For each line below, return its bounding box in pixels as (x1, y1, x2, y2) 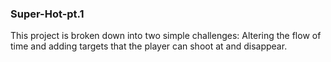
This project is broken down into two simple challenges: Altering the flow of (10, 30, 322, 42)
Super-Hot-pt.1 (10, 7, 85, 21)
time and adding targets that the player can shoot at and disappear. (10, 40, 288, 52)
